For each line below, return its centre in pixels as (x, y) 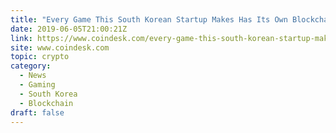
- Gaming (37, 85)
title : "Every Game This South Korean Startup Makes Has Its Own (149, 19)
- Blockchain (46, 103)
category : (31, 66)
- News (33, 76)
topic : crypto (40, 57)
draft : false (37, 112)
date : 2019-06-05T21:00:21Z (69, 29)
